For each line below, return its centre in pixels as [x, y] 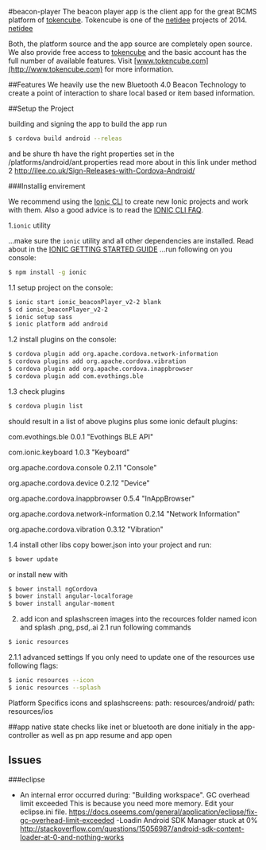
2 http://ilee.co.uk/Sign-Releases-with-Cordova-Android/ [102, 170]
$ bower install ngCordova [53, 589]
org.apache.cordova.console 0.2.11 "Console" [83, 467]
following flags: [33, 665]
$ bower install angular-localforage [71, 596]
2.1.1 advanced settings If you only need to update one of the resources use [132, 657]
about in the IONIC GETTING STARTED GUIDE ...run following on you [120, 249]
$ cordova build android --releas [66, 138]
